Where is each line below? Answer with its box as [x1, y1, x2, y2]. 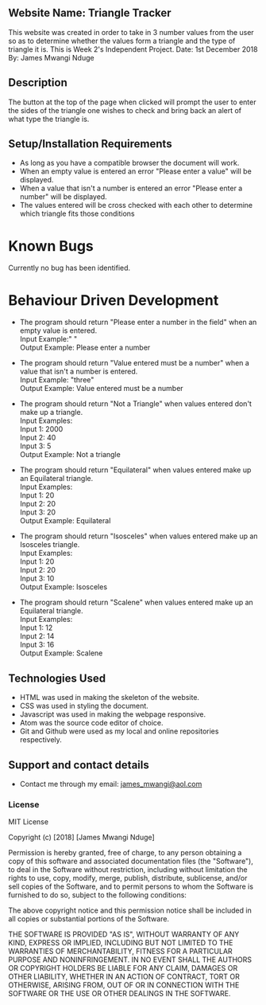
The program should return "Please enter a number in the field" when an [19, 318, 257, 327]
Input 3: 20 [19, 507, 56, 517]
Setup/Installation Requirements [8, 137, 172, 151]
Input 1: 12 [19, 623, 53, 632]
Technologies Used [8, 671, 106, 685]
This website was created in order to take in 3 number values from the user [8, 27, 254, 37]
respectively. [19, 735, 62, 745]
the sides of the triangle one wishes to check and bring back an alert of [8, 105, 242, 115]
